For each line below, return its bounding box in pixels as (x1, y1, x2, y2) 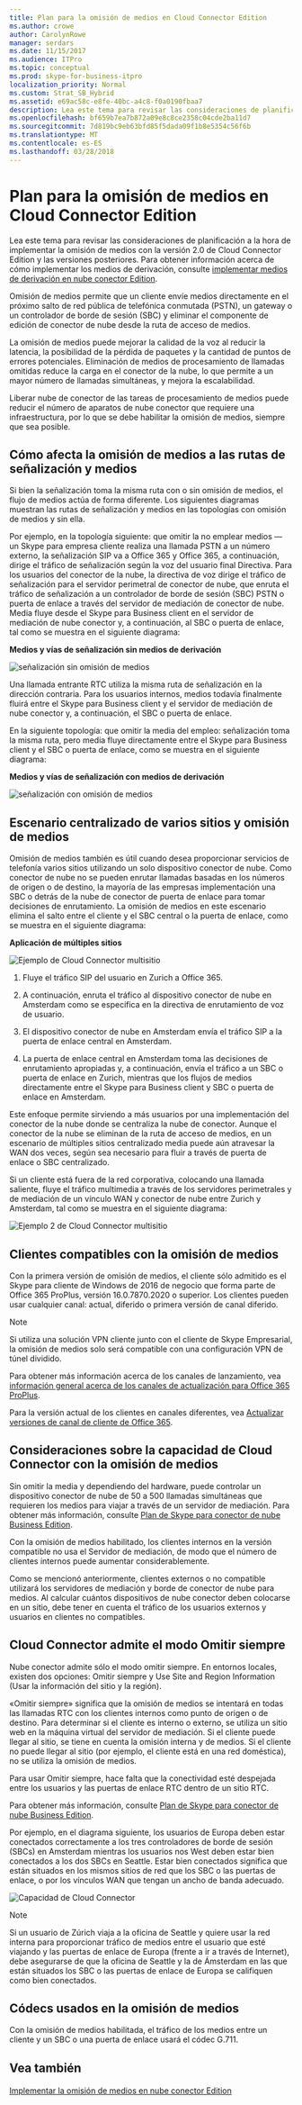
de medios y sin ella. (9, 514, 85, 525)
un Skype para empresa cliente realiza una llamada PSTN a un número (9, 541, 271, 552)
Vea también (9, 2060, 82, 2075)
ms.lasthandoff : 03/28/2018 (9, 147, 115, 156)
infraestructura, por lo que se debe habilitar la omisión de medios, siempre (9, 411, 286, 422)
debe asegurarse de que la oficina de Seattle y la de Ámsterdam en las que (9, 1956, 288, 1966)
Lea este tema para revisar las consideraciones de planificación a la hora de (9, 235, 291, 246)
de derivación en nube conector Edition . (9, 273, 158, 284)
